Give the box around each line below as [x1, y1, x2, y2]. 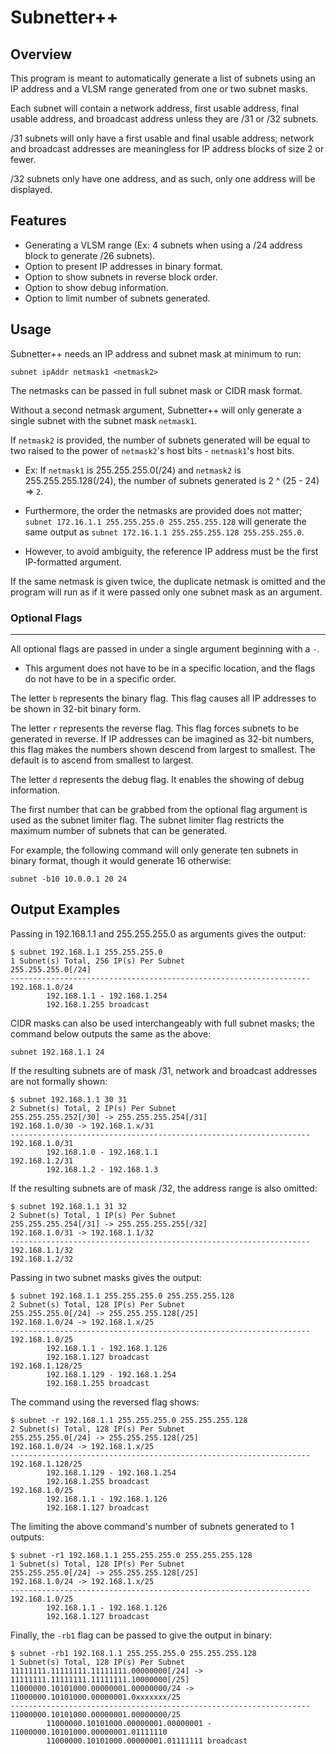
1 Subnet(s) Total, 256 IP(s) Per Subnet [10, 956, 186, 966]
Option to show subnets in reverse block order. [24, 271, 218, 283]
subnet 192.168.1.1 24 [10, 1047, 105, 1057]
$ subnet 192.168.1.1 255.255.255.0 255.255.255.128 [10, 1291, 235, 1301]
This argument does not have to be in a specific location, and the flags [24, 662, 316, 674]
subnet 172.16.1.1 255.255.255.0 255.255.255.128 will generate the [24, 515, 307, 527]
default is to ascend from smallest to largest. [10, 754, 194, 766]
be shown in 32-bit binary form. [10, 702, 142, 715]
